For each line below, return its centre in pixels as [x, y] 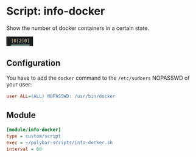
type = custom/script [34, 136]
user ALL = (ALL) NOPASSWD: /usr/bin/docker [61, 96]
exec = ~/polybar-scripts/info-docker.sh [60, 143]
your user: [19, 84]
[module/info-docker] [34, 130]
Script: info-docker [56, 11]
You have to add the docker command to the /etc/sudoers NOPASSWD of [98, 78]
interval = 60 [24, 149]
